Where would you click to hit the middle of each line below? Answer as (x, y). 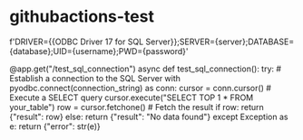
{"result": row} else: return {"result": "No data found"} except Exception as (149, 117)
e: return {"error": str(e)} (55, 126)
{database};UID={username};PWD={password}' (99, 51)
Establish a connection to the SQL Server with (95, 78)
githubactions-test (82, 17)
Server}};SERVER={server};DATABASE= (220, 42)
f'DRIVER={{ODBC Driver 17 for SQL (77, 42)
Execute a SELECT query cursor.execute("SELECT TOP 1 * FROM (132, 98)
